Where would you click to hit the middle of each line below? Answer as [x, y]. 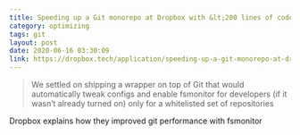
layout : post [33, 42]
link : [19, 59]
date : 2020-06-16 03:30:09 [59, 51]
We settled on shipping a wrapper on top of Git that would [137, 84]
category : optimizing [50, 26]
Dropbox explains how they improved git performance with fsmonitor [136, 121]
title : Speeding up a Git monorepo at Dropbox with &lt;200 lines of [142, 17]
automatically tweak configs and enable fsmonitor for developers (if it [159, 94]
